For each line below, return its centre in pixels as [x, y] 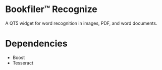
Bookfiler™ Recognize [51, 9]
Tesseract [23, 63]
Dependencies [36, 44]
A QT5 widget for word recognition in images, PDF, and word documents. [81, 23]
